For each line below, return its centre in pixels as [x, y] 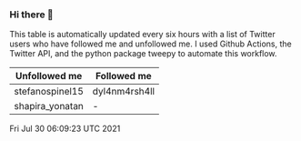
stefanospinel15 [49, 92]
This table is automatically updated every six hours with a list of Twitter [142, 35]
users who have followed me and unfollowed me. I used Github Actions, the [151, 44]
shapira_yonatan [49, 106]
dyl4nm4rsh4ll [124, 92]
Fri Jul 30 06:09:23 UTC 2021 [65, 129]
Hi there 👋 [32, 15]
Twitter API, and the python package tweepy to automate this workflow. [143, 54]
